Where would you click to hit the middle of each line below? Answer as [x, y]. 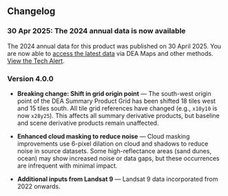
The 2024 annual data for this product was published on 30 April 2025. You [114, 46]
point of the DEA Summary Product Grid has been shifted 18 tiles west [116, 101]
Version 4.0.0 [30, 79]
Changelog [31, 11]
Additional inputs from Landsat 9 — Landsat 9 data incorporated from [117, 179]
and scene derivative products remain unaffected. [88, 123]
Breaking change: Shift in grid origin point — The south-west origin [114, 93]
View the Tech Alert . [36, 61]
